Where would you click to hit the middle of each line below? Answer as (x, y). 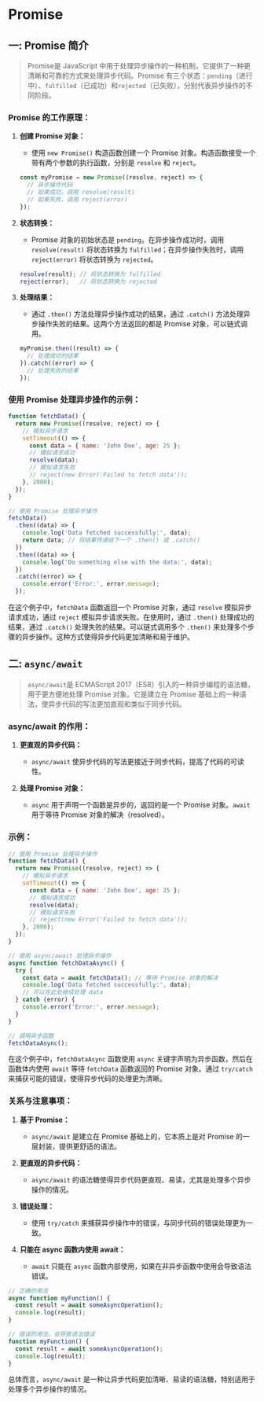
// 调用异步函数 (31, 1035)
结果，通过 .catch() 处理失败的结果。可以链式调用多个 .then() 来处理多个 (128, 627)
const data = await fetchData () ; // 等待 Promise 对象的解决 (120, 978)
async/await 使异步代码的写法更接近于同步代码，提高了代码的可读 (138, 762)
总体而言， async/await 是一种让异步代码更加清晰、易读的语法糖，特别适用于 (132, 1379)
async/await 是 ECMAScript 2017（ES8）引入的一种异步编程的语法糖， (141, 684)
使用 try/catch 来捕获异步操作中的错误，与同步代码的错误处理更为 (138, 1223)
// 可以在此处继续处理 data (63, 992)
